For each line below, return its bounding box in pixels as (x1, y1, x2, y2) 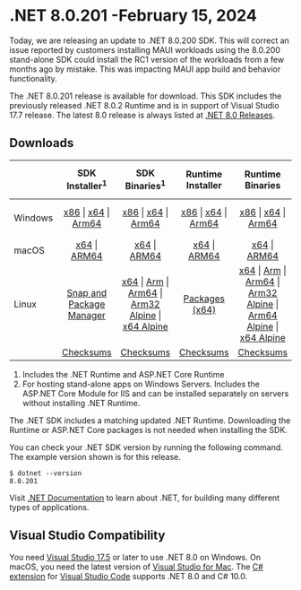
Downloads (9, 135, 74, 151)
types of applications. (9, 502, 90, 513)
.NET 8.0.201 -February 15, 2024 (9, 5, 257, 26)
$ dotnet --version (9, 469, 82, 478)
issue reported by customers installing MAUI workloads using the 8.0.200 (9, 44, 280, 55)
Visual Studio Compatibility (9, 528, 166, 543)
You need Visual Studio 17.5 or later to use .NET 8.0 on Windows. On (9, 551, 262, 562)
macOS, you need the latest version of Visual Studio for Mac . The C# (9, 561, 264, 572)
